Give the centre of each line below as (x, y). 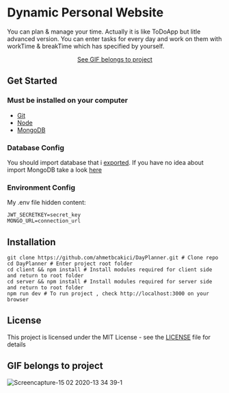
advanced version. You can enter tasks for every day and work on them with (114, 38)
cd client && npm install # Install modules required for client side (110, 270)
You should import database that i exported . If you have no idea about (105, 162)
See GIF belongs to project (115, 59)
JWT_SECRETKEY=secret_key (44, 215)
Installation (31, 242)
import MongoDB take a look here (55, 170)
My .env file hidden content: (46, 203)
